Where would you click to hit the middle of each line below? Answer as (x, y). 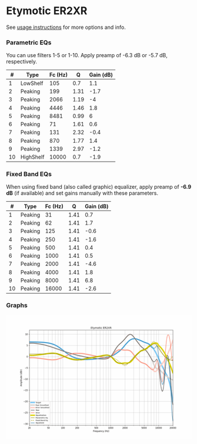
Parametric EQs (29, 42)
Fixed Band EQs (29, 174)
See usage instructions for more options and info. (66, 27)
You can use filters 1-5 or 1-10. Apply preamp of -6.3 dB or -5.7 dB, (87, 55)
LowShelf (32, 83)
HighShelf (32, 157)
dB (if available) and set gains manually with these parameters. (82, 193)
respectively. (21, 62)
